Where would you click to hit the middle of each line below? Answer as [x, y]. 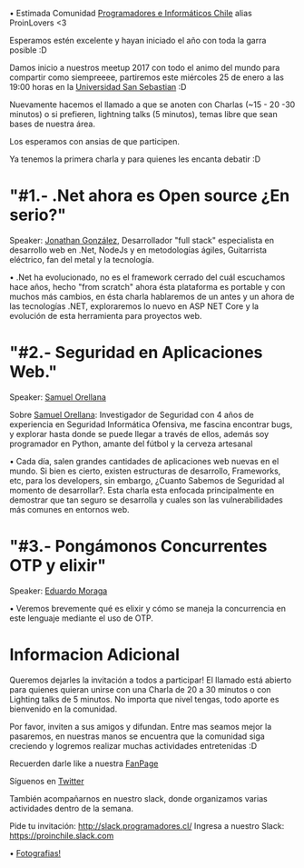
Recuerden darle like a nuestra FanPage [84, 763]
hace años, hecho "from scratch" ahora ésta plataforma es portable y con [147, 286]
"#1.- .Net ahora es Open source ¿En [150, 196]
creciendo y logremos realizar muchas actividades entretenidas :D [133, 745]
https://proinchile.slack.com [62, 835]
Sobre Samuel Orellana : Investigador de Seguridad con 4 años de [132, 414]
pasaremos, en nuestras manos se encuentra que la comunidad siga [137, 736]
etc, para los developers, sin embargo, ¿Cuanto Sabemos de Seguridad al [147, 480]
